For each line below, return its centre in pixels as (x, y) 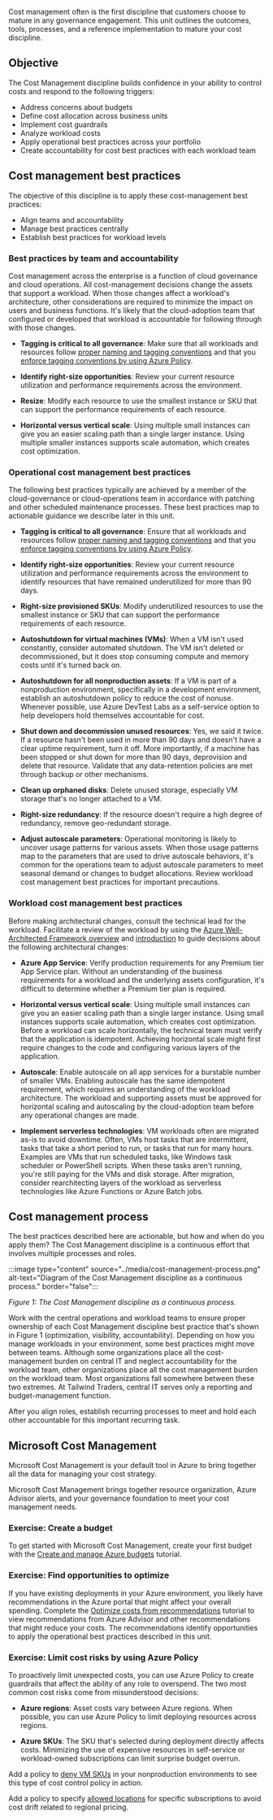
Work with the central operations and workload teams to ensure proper (127, 1318)
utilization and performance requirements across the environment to (134, 573)
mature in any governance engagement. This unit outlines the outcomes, (130, 20)
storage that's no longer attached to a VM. (91, 799)
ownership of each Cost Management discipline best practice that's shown (134, 1327)
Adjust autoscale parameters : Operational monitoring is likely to (128, 839)
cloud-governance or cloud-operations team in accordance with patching (132, 498)
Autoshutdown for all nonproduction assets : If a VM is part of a (128, 681)
